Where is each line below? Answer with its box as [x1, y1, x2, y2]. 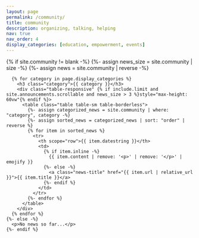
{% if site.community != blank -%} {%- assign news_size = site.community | [6, 58, 192, 65]
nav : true [6, 31, 31, 37]
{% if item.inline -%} [43, 148, 100, 154]
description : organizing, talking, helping [6, 25, 116, 31]
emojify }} [6, 158, 33, 165]
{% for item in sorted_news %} [27, 128, 105, 134]
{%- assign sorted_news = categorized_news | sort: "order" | [27, 117, 185, 123]
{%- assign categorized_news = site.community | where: [27, 107, 169, 113]
